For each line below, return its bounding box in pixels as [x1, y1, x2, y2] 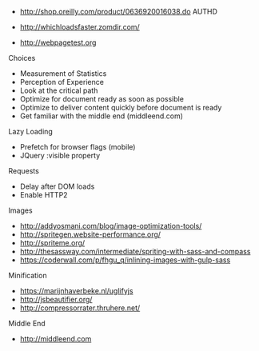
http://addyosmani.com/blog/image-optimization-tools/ [19, 221, 202, 230]
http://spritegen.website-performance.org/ [19, 229, 161, 239]
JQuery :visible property [19, 151, 101, 160]
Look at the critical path [19, 86, 98, 95]
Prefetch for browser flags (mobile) [19, 142, 136, 151]
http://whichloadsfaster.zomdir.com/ [19, 22, 140, 31]
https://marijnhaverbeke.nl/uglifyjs [19, 286, 133, 295]
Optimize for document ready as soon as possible [19, 94, 184, 103]
